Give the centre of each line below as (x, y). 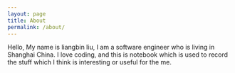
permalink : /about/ (36, 27)
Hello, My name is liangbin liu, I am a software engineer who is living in (111, 47)
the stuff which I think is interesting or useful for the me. (90, 62)
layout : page (27, 14)
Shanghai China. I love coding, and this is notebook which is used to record (118, 55)
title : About (27, 21)
